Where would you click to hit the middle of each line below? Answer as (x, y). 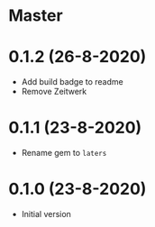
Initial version (46, 214)
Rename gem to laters (64, 153)
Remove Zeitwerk (54, 92)
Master (36, 16)
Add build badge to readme (72, 82)
